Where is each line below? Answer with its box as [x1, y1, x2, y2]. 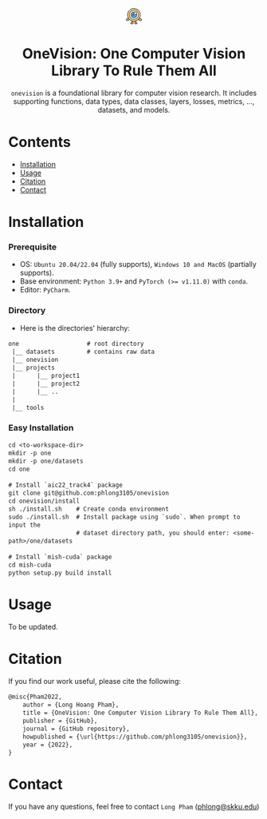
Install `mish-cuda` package [15, 553, 112, 561]
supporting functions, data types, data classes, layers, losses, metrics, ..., [13, 96, 255, 106]
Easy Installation [8, 422, 74, 433]
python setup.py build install [8, 569, 112, 577]
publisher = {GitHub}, [22, 717, 98, 725]
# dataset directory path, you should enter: [76, 529, 230, 537]
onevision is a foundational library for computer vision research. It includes [10, 88, 257, 97]
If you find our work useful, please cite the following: [8, 676, 182, 686]
